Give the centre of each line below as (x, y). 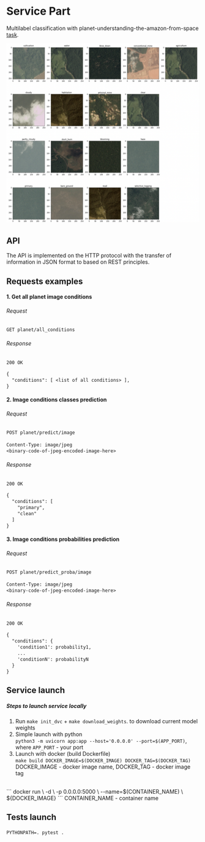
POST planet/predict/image (41, 433)
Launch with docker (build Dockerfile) (63, 754)
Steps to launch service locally (47, 706)
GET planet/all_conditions (41, 330)
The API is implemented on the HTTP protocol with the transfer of (89, 256)
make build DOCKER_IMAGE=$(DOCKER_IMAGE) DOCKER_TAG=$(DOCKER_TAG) (103, 761)
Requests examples (45, 281)
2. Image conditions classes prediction (57, 400)
